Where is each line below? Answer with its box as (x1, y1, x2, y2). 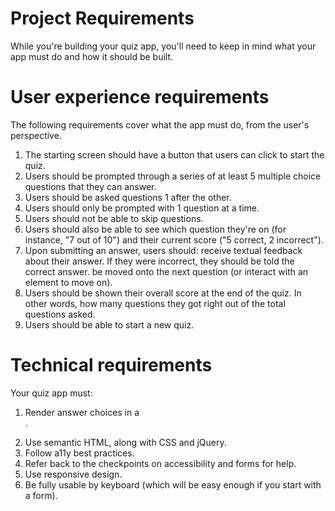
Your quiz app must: (10, 387, 93, 399)
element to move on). (24, 276, 113, 288)
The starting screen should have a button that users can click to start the (24, 148, 325, 161)
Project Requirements (10, 7, 195, 30)
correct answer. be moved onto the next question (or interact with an (24, 265, 309, 277)
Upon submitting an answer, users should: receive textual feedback (24, 244, 303, 256)
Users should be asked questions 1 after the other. (24, 191, 232, 203)
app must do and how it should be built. (10, 50, 174, 62)
